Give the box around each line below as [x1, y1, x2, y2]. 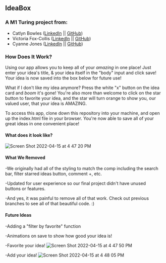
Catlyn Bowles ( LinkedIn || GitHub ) [12, 30, 83, 36]
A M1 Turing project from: [5, 19, 68, 26]
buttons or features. [5, 186, 46, 192]
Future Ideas [5, 212, 32, 218]
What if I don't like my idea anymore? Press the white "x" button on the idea [5, 85, 160, 90]
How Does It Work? [5, 53, 52, 60]
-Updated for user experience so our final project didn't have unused [5, 180, 146, 186]
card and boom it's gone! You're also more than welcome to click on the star [5, 89, 161, 96]
